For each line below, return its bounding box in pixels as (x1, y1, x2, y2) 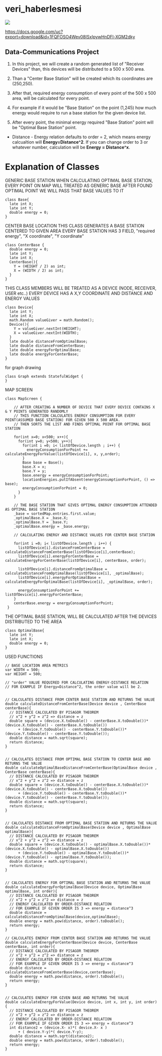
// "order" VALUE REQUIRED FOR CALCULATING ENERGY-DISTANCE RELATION (5, 680, 149, 685)
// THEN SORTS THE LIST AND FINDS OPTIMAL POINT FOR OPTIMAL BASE (14, 422, 151, 426)
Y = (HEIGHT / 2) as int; (14, 264, 66, 269)
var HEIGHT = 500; (5, 671, 42, 676)
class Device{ (5, 305, 34, 310)
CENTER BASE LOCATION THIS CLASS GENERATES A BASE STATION (5, 222, 145, 228)
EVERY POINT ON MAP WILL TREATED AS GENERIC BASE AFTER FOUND (5, 183, 153, 188)
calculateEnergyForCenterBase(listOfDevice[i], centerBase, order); (5, 558, 146, 563)
